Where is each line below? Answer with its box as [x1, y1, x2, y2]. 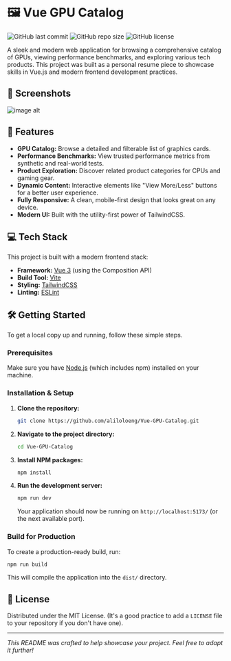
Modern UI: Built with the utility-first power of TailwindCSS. [16, 210, 186, 219]
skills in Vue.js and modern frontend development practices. [7, 68, 178, 76]
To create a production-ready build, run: [7, 547, 121, 555]
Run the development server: [16, 482, 103, 490]
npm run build [7, 561, 48, 568]
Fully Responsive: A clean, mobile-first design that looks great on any [16, 195, 216, 204]
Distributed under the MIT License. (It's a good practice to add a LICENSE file [7, 611, 223, 620]
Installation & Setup [7, 388, 74, 398]
